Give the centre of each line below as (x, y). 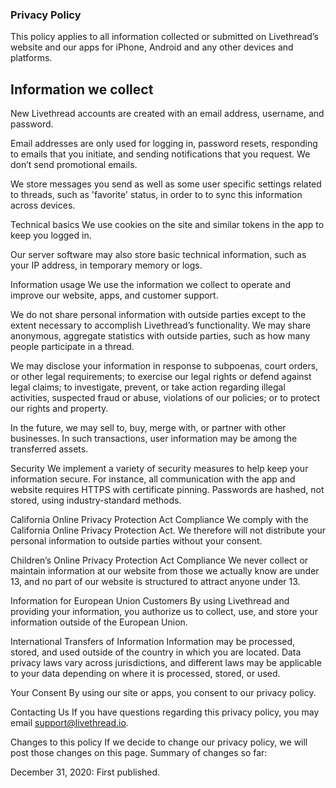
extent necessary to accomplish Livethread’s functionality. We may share (161, 325)
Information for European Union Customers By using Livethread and (150, 601)
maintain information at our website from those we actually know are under (165, 571)
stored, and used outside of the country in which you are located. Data (156, 652)
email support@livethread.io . (69, 723)
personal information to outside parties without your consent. (136, 541)
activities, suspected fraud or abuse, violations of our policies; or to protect (165, 398)
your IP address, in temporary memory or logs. (106, 265)
